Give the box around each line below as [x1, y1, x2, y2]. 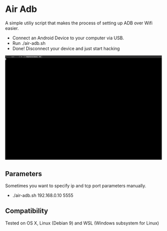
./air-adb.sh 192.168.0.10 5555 [12, 192, 74, 198]
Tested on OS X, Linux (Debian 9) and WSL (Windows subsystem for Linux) [5, 220, 159, 226]
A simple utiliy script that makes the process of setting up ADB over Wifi [5, 20, 153, 26]
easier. [5, 25, 19, 31]
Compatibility [5, 207, 48, 215]
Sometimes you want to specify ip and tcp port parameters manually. [5, 183, 147, 189]
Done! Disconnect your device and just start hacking [12, 45, 120, 51]
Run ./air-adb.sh [12, 40, 46, 46]
